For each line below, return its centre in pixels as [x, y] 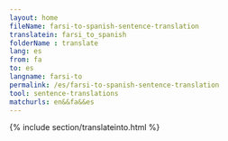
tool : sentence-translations [64, 93]
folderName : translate [54, 43]
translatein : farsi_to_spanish [68, 34]
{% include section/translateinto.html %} [85, 127]
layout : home [34, 18]
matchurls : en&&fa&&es [52, 102]
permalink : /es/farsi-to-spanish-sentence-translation [114, 85]
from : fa [26, 60]
